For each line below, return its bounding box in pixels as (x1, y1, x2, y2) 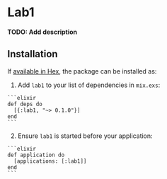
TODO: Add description (7, 28, 78, 36)
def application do (7, 151, 65, 158)
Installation (7, 48, 58, 60)
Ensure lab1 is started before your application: (17, 132, 154, 140)
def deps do (7, 100, 42, 108)
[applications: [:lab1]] (13, 157, 87, 165)
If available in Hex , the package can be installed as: (7, 67, 157, 75)
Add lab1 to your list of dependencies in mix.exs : (17, 81, 161, 89)
